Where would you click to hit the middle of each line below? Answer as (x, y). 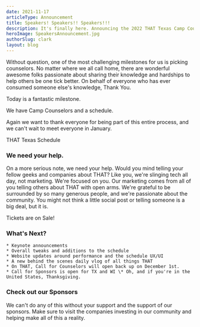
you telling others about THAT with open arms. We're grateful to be (88, 187)
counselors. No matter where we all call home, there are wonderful (88, 68)
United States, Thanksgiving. (44, 277)
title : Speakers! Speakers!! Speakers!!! (58, 23)
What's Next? (26, 233)
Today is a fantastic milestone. (43, 98)
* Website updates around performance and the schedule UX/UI (85, 256)
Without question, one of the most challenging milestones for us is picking (97, 62)
